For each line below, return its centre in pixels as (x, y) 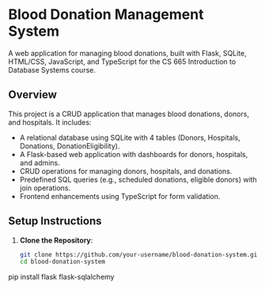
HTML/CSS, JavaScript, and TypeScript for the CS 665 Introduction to (122, 62)
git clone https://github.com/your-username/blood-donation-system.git (140, 254)
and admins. (40, 163)
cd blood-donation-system (62, 262)
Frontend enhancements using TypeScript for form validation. (120, 196)
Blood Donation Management (106, 15)
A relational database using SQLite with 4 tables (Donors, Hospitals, (130, 137)
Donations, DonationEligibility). (70, 146)
